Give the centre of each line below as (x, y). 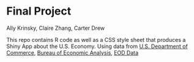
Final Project (39, 11)
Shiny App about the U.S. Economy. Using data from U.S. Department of (97, 46)
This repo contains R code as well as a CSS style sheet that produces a (96, 40)
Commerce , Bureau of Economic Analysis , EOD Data (73, 52)
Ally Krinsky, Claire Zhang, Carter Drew (56, 28)
